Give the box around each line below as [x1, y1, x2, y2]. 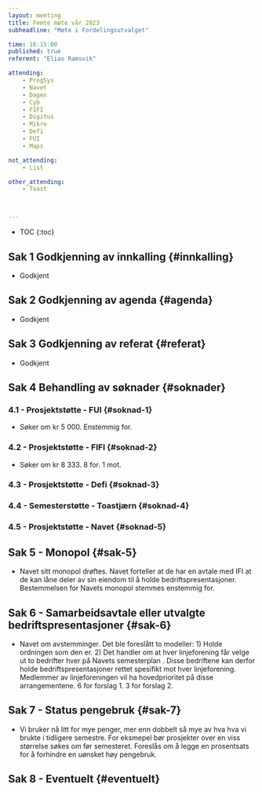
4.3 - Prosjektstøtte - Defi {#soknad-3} [8, 479, 160, 490]
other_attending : [8, 178, 65, 185]
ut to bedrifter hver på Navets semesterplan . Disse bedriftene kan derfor [19, 655, 256, 665]
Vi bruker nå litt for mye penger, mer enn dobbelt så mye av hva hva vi [19, 724, 247, 734]
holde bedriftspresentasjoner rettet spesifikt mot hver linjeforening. [19, 664, 237, 673]
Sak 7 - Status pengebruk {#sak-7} [8, 704, 182, 717]
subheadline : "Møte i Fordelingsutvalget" [8, 26, 149, 34]
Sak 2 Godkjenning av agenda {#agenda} [8, 294, 213, 307]
